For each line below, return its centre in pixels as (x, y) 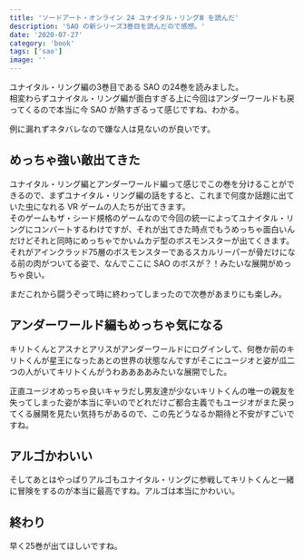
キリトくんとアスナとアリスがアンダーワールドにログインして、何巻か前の (148, 349)
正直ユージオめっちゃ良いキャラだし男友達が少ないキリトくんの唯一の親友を (152, 390)
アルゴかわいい (51, 456)
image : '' (28, 60)
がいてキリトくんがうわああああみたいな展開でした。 (132, 371)
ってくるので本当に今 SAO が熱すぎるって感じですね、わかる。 (127, 109)
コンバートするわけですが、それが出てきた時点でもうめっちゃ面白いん (164, 229)
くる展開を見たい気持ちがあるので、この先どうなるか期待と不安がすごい (152, 413)
